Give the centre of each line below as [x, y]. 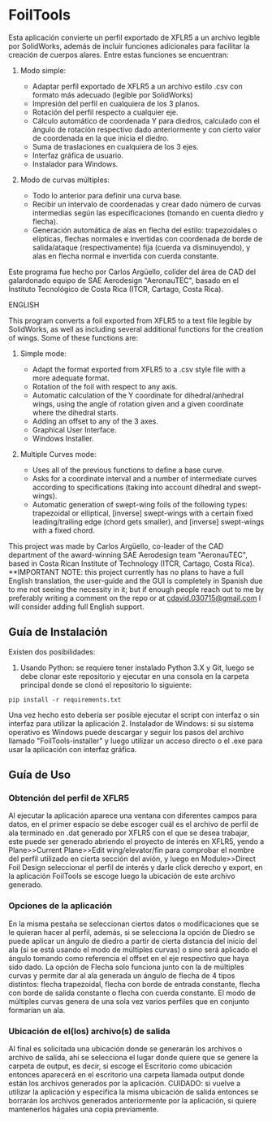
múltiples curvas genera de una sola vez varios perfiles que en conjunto [129, 1001]
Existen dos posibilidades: [52, 651]
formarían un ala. [37, 1010]
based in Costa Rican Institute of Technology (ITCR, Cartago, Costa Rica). [132, 563]
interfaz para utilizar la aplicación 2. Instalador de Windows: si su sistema [131, 723]
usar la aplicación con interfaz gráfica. [73, 749]
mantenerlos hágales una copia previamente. [84, 1109]
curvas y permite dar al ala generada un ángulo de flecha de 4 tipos [122, 975]
